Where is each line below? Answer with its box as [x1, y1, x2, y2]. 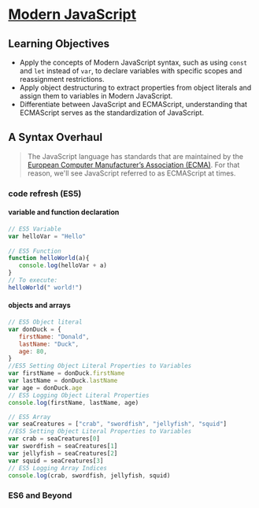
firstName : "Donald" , [18, 332, 90, 340]
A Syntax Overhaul [8, 131, 103, 144]
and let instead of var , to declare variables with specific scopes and [19, 66, 242, 76]
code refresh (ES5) [8, 187, 82, 198]
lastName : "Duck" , [18, 340, 80, 348]
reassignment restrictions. [19, 75, 105, 83]
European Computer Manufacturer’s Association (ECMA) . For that [27, 160, 240, 169]
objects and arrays [8, 301, 71, 310]
